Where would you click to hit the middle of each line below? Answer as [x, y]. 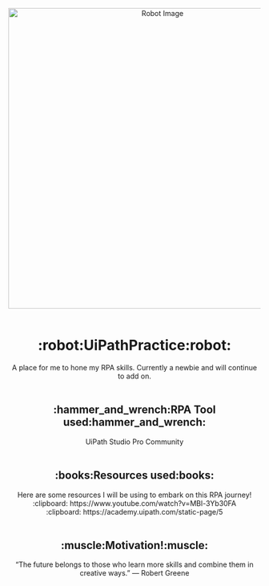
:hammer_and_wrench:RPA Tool [134, 410]
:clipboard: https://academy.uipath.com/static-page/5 [134, 511]
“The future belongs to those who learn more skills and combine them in [134, 564]
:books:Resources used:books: [134, 476]
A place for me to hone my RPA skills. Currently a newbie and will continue [134, 367]
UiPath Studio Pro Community [134, 442]
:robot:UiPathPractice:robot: [134, 346]
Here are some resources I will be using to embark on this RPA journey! [134, 495]
